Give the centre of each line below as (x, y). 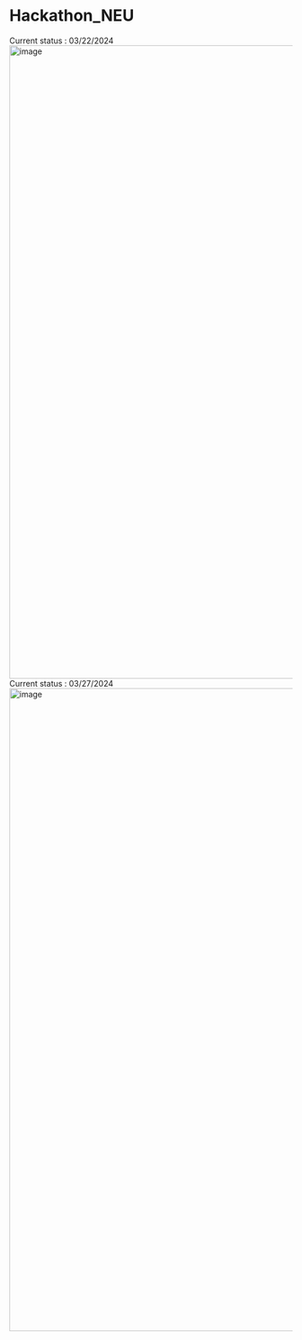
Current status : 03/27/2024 (62, 683)
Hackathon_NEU (72, 16)
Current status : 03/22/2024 (62, 40)
